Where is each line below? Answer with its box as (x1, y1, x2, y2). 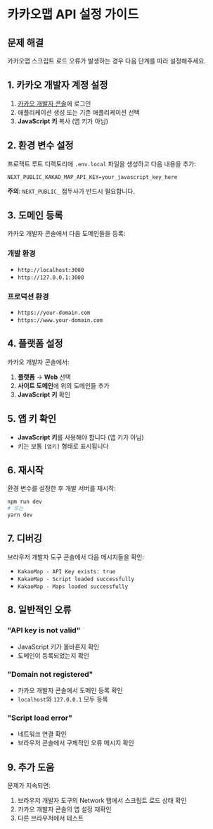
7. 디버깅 (7, 532, 42, 544)
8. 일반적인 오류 (7, 604, 72, 616)
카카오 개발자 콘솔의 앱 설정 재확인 (17, 805, 112, 814)
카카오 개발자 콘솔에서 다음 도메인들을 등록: (7, 230, 126, 238)
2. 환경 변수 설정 (7, 139, 74, 151)
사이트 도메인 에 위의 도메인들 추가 (17, 381, 110, 389)
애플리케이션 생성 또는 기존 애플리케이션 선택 (17, 108, 141, 116)
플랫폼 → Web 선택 (17, 373, 72, 381)
